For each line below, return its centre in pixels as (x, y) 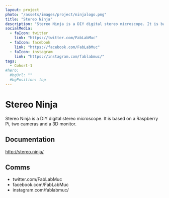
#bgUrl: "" (21, 75)
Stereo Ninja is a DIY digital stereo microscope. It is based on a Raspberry (82, 118)
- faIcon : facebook (30, 43)
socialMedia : (19, 29)
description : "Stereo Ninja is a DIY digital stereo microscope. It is (82, 24)
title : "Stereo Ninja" (29, 19)
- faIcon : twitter (29, 33)
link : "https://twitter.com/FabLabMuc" (56, 38)
